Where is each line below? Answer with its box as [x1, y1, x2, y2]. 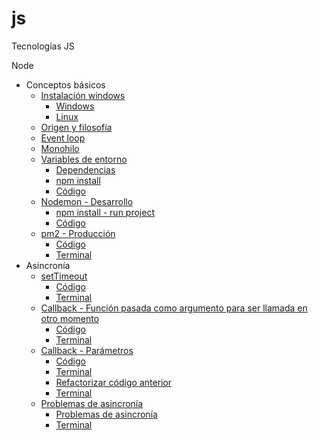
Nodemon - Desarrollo [40, 195, 134, 207]
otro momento [40, 312, 100, 324]
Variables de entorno [40, 153, 128, 165]
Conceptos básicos [25, 78, 106, 91]
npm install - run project [55, 206, 155, 218]
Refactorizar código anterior [55, 376, 173, 388]
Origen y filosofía [40, 121, 113, 133]
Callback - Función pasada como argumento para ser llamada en [40, 302, 308, 314]
